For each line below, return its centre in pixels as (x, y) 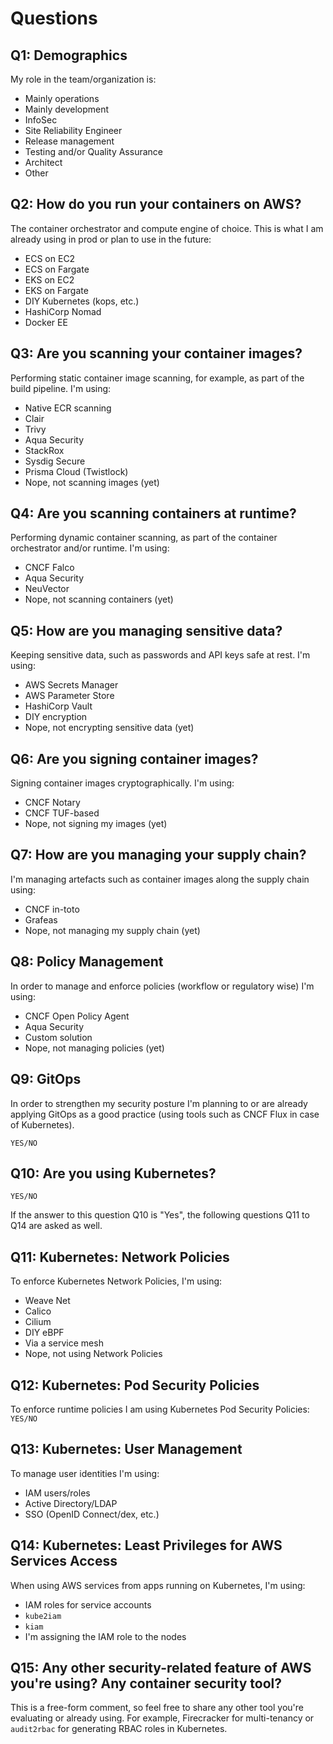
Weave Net (47, 1301)
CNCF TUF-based (62, 813)
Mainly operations (62, 98)
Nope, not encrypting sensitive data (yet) (109, 728)
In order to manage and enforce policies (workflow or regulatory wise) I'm (162, 986)
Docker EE (46, 322)
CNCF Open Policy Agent (77, 1016)
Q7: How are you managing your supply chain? (158, 855)
